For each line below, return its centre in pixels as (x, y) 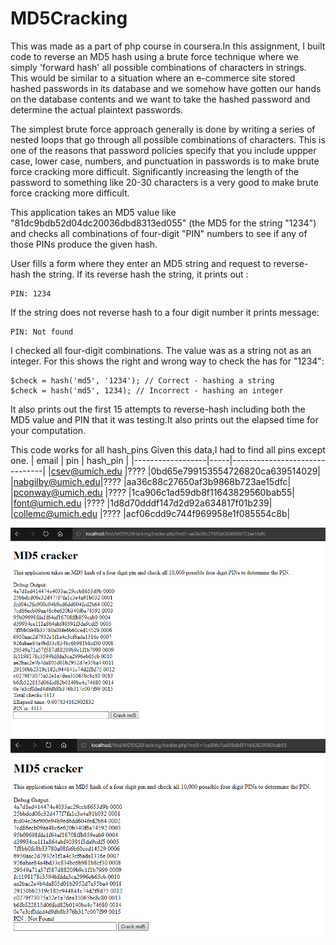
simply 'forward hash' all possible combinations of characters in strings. (158, 67)
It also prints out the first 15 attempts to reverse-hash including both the (158, 409)
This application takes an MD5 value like (93, 212)
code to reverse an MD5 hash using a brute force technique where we (154, 56)
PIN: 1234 (31, 293)
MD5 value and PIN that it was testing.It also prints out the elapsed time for (164, 419)
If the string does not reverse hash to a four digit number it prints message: (165, 312)
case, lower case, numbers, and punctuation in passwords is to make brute (165, 161)
